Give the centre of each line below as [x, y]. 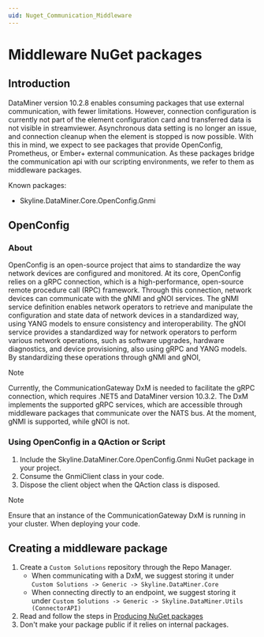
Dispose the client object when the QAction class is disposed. [120, 484]
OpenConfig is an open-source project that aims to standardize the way [125, 265]
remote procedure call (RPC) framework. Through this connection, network [130, 290]
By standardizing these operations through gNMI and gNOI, [104, 357]
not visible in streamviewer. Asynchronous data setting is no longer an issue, [133, 128]
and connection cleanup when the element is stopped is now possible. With [131, 136]
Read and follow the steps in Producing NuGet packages [111, 616]
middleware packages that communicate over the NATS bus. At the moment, [132, 413]
